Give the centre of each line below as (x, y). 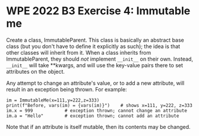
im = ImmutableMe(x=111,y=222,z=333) (53, 100)
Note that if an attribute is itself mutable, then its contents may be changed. (99, 126)
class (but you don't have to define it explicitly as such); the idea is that (93, 46)
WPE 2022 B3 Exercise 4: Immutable (98, 11)
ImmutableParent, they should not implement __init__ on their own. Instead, (99, 59)
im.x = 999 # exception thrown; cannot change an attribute (97, 110)
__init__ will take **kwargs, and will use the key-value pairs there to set (94, 65)
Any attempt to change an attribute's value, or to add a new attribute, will (95, 83)
